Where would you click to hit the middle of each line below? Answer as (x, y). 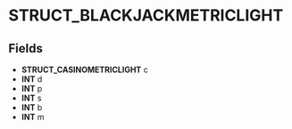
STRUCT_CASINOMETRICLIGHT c (84, 69)
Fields (26, 48)
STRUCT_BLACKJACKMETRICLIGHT (146, 16)
